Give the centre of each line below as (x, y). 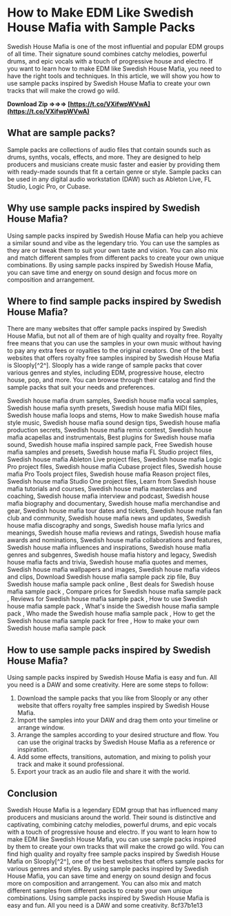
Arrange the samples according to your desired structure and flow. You (118, 735)
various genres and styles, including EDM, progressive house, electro (106, 373)
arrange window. (41, 727)
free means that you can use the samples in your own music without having (114, 343)
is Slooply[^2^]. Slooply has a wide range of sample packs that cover (105, 365)
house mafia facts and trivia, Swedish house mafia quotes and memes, (108, 562)
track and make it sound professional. (71, 764)
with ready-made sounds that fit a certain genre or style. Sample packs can (114, 171)
